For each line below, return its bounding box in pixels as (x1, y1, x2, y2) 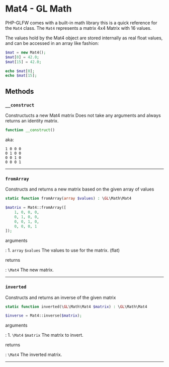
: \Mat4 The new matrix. (5, 267, 54, 273)
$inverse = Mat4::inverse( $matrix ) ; (5, 313, 82, 318)
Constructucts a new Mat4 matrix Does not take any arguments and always (5, 112, 161, 118)
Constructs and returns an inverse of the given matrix (5, 294, 116, 300)
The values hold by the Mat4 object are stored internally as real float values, (5, 35, 163, 41)
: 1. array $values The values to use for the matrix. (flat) (5, 248, 120, 254)
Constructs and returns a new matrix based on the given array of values (5, 186, 154, 192)
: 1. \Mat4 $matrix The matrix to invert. (5, 332, 84, 338)
